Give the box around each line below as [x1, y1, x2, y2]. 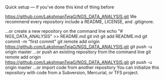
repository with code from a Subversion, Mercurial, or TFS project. [5, 70, 139, 75]
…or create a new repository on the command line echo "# [5, 28, 123, 34]
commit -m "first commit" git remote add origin [5, 39, 100, 44]
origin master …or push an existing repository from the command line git [5, 49, 151, 55]
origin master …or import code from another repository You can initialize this [5, 64, 159, 70]
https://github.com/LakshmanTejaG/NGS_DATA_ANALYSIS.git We [5, 14, 137, 19]
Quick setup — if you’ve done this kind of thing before [5, 4, 114, 10]
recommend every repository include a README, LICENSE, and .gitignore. [5, 19, 154, 24]
